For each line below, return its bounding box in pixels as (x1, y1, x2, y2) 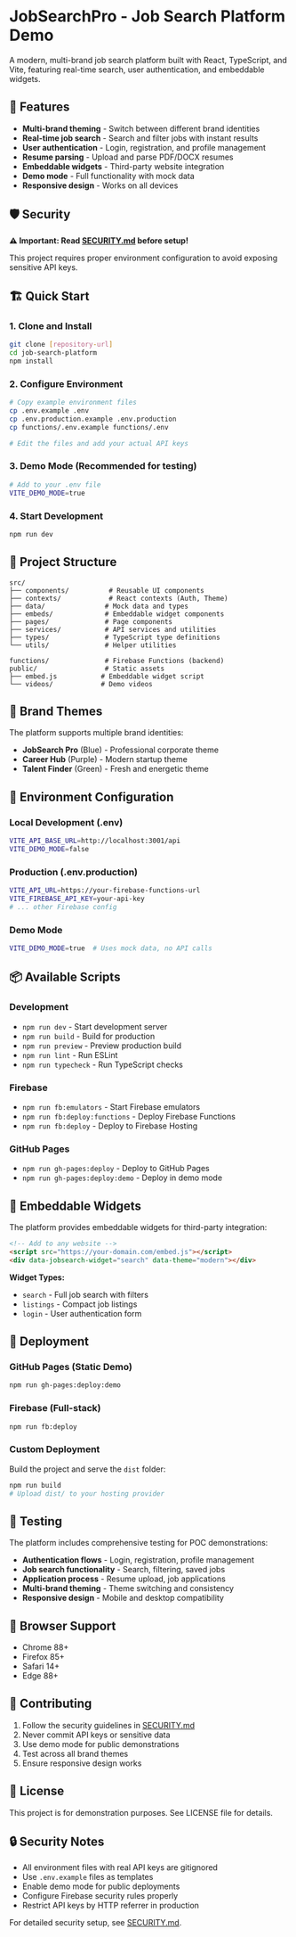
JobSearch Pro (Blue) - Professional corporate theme (21, 744, 220, 755)
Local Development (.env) (9, 816, 124, 828)
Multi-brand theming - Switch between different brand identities (21, 123, 260, 134)
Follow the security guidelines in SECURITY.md (21, 1719, 196, 1730)
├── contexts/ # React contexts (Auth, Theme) (9, 594, 228, 603)
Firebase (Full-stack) (9, 1402, 101, 1415)
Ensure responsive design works (21, 1758, 142, 1769)
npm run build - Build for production (21, 1030, 156, 1041)
